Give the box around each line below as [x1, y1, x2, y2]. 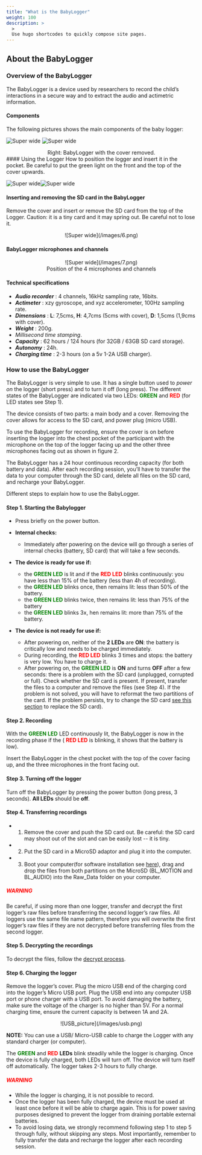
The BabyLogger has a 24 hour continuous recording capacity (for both [6, 459, 184, 466]
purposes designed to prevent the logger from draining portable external [14, 1111, 196, 1118]
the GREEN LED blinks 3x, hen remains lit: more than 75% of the [24, 609, 183, 616]
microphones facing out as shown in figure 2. [6, 447, 119, 455]
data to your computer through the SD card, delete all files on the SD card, [6, 472, 191, 479]
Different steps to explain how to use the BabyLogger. [6, 490, 140, 497]
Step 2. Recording [6, 717, 52, 724]
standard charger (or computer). [6, 1038, 87, 1045]
